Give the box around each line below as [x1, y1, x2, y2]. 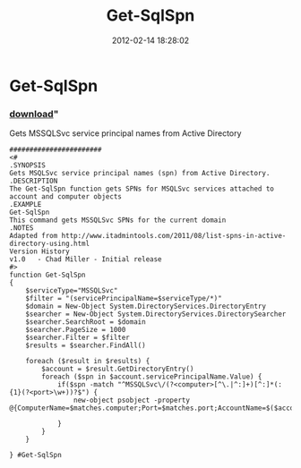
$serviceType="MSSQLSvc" [25, 286, 118, 295]
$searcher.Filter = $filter [25, 333, 130, 343]
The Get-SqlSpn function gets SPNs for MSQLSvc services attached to [9, 184, 275, 193]
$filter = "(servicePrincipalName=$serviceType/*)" [25, 294, 222, 303]
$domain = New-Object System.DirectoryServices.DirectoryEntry [25, 302, 267, 311]
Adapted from [9, 232, 58, 241]
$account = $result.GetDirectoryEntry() [41, 364, 194, 374]
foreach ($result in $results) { [25, 357, 150, 366]
